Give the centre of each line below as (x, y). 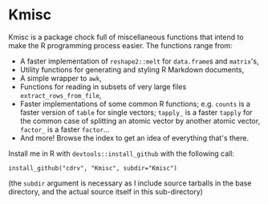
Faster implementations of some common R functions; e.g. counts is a (135, 104)
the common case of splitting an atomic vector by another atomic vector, (140, 120)
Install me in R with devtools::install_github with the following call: (122, 153)
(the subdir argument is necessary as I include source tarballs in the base (130, 183)
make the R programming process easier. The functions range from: (120, 45)
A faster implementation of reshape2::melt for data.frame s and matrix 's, (139, 61)
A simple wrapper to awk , (61, 78)
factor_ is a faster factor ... (65, 129)
